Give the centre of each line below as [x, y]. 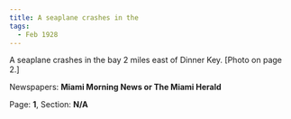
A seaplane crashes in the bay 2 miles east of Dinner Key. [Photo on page [145, 60]
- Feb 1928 [38, 34]
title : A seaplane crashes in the [74, 18]
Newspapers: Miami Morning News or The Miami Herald [116, 87]
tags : [19, 26]
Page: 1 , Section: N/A [49, 105]
